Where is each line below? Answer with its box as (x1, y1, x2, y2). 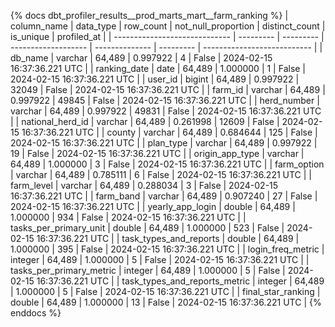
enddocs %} (10, 307, 62, 319)
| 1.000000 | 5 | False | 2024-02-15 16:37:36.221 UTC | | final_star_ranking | (10, 286, 321, 297)
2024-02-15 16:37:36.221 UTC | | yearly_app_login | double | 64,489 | (10, 201, 296, 212)
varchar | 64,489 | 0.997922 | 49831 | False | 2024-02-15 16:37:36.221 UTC (10, 105, 322, 117)
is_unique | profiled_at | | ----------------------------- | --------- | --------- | (10, 31, 325, 42)
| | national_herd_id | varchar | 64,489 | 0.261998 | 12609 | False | (10, 116, 280, 127)
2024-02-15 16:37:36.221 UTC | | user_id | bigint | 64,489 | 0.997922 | (10, 73, 300, 85)
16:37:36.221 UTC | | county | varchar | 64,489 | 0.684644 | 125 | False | (21, 126, 318, 138)
